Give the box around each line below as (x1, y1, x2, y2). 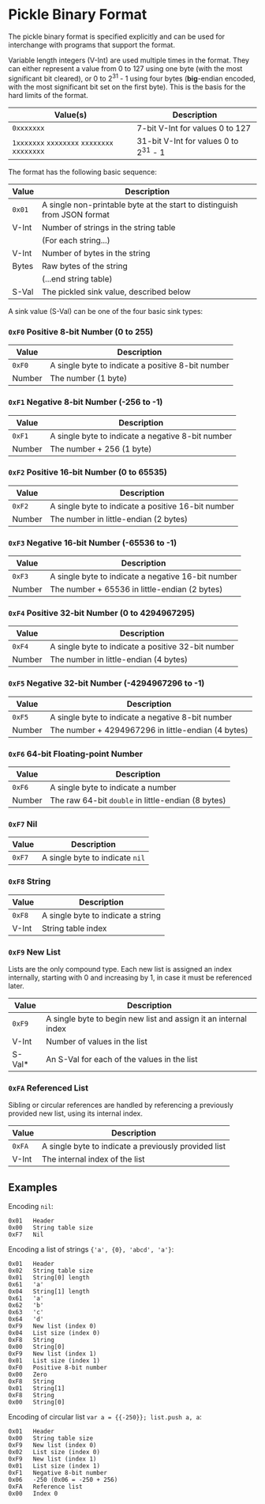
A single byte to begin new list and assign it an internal (46, 1013, 247, 1024)
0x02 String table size (8, 1267, 93, 1275)
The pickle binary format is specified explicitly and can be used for (8, 32, 226, 41)
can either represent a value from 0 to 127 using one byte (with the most (8, 63, 243, 73)
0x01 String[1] (8, 1385, 65, 1393)
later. (8, 981, 25, 990)
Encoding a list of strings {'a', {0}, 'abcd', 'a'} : (8, 1245, 174, 1254)
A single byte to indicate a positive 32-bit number (50, 641, 235, 652)
